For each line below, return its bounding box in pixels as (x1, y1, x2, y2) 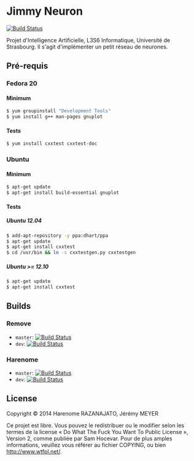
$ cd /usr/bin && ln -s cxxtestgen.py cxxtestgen (6, 250, 136, 256)
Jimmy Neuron (6, 4, 83, 18)
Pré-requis (6, 61, 49, 71)
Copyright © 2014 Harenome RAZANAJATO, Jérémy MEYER (6, 409, 158, 417)
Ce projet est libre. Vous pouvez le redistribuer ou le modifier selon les (6, 422, 185, 429)
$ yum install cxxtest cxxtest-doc (6, 141, 98, 147)
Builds (6, 301, 31, 311)
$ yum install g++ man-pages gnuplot (6, 114, 103, 120)
